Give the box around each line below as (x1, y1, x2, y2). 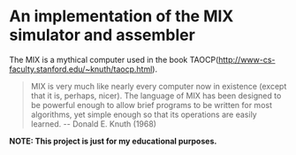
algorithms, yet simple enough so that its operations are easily (30, 109, 258, 120)
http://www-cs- (217, 54, 276, 65)
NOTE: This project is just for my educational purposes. (9, 136, 217, 146)
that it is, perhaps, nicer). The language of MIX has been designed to (30, 90, 282, 101)
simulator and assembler (9, 25, 196, 45)
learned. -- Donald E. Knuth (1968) (30, 118, 157, 129)
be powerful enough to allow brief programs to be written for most (30, 99, 272, 110)
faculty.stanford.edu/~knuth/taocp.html (9, 64, 153, 74)
